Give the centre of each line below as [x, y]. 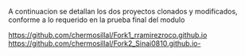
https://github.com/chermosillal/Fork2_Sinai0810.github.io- [105, 43]
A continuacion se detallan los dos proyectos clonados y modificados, [123, 11]
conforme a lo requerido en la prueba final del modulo [97, 20]
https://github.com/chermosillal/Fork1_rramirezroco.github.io [108, 35]
